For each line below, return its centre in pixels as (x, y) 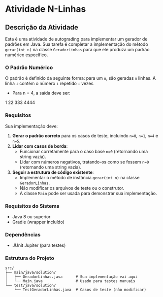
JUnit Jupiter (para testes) (39, 245)
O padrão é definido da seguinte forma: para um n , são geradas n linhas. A (81, 78)
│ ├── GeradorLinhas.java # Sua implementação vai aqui (71, 277)
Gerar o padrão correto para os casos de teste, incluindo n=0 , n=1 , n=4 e (85, 135)
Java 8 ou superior (31, 216)
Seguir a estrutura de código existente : (53, 172)
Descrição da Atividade (42, 27)
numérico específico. (27, 55)
